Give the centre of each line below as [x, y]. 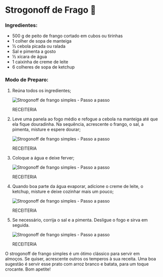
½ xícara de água [30, 57]
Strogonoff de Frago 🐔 [51, 10]
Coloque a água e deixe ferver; [43, 158]
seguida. [21, 225]
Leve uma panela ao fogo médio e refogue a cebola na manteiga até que [85, 119]
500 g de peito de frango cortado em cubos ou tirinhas [67, 36]
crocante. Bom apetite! [28, 269]
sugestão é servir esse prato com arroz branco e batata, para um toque [77, 264]
